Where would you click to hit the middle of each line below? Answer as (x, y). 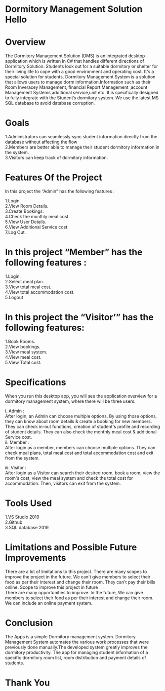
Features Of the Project (54, 177)
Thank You (28, 683)
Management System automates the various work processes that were (77, 642)
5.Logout (14, 297)
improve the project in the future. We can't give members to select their (78, 576)
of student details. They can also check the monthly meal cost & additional (81, 432)
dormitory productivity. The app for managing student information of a (77, 652)
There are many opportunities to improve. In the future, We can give (74, 592)
